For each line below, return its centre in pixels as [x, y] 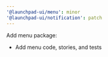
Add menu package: [32, 35]
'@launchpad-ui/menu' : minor [43, 12]
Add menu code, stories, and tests [58, 47]
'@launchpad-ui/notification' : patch [54, 18]
